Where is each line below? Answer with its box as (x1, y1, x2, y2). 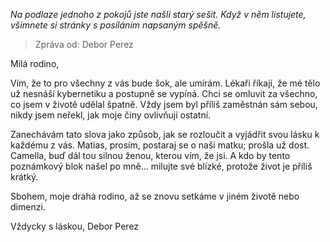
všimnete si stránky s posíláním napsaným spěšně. (10, 19, 222, 31)
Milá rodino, (10, 58, 60, 69)
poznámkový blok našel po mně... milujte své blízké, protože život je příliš (10, 160, 313, 172)
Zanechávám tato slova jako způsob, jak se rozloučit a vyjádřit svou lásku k (10, 129, 320, 140)
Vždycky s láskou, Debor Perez (10, 220, 140, 232)
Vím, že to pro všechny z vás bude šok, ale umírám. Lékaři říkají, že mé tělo (10, 77, 321, 89)
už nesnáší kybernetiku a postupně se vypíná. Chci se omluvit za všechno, (10, 88, 318, 99)
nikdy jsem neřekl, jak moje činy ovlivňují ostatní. (10, 109, 212, 121)
